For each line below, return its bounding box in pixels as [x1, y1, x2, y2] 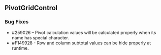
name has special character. [11, 35, 69, 40]
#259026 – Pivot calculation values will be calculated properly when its [11, 29, 156, 36]
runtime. [11, 45, 29, 51]
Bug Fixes [4, 18, 29, 25]
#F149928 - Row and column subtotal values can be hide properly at [11, 40, 151, 46]
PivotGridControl [4, 4, 58, 12]
